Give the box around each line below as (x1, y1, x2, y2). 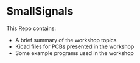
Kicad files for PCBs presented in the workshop (15, 43, 135, 50)
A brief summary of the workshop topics (15, 36, 117, 43)
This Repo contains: (6, 24, 57, 32)
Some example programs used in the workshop (15, 49, 134, 56)
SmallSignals (6, 4, 74, 18)
